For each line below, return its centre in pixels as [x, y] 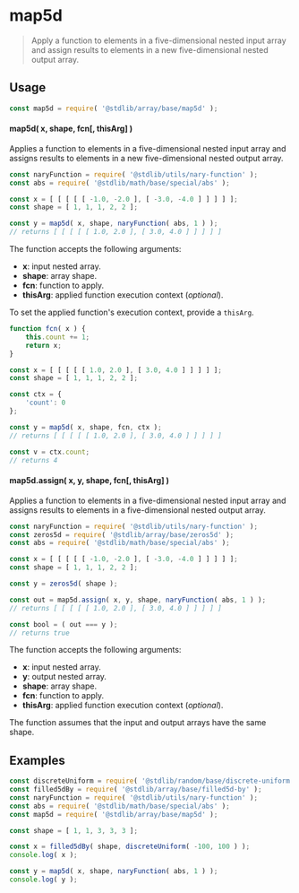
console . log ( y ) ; [43, 880]
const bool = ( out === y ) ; [64, 624]
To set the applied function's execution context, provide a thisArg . [132, 312]
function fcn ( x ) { [48, 329]
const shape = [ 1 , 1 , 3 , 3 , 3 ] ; [74, 830]
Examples [37, 760]
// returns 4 [34, 460]
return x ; [44, 345]
